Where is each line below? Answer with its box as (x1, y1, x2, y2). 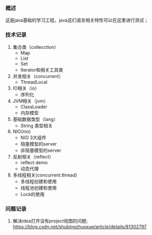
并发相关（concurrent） (12, 73, 64, 79)
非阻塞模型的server (20, 147, 62, 153)
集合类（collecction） (12, 44, 59, 50)
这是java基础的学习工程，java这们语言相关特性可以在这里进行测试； (5, 17, 149, 24)
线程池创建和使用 (20, 185, 57, 191)
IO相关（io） (12, 85, 40, 91)
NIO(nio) (12, 128, 31, 134)
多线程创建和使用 (20, 178, 57, 184)
